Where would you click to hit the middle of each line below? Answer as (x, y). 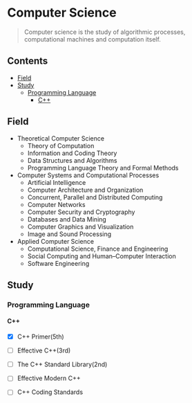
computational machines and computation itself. (92, 39)
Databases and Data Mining (67, 219)
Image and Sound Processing (69, 234)
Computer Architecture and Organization (85, 190)
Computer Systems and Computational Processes (88, 175)
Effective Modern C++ (49, 378)
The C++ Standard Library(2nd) (62, 364)
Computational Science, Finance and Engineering (98, 249)
